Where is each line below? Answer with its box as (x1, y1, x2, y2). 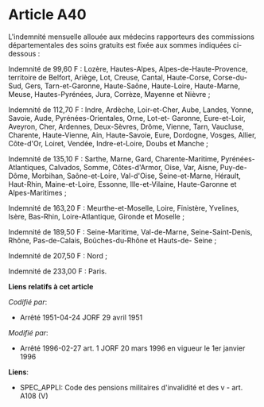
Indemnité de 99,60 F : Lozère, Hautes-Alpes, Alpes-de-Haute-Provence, (8, 64, 248, 73)
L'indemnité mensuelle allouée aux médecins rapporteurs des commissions (8, 32, 254, 41)
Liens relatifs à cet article (8, 281, 94, 291)
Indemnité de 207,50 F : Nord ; (8, 250, 107, 260)
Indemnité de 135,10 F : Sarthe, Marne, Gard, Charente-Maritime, (8, 153, 219, 164)
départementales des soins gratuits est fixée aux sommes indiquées (8, 40, 231, 49)
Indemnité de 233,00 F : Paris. (8, 266, 107, 276)
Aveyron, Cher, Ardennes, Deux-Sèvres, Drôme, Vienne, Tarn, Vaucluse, (8, 122, 244, 131)
